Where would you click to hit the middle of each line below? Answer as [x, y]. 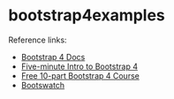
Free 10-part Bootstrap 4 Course [80, 75]
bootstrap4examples [87, 15]
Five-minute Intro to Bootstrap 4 [79, 66]
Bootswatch [43, 85]
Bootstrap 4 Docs [53, 57]
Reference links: [38, 40]
